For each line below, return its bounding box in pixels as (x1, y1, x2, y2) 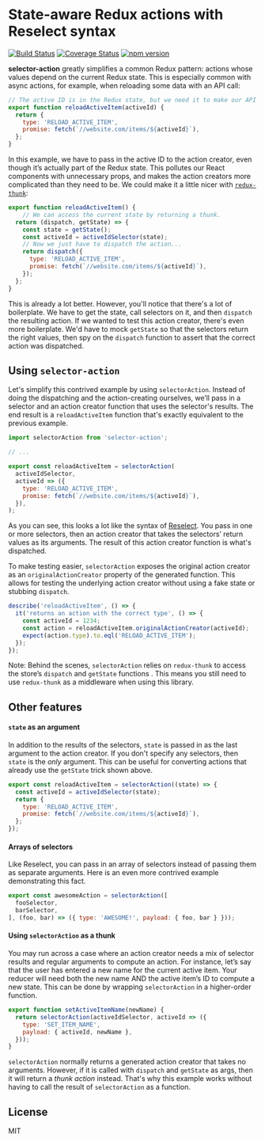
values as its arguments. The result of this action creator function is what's (8, 538, 252, 547)
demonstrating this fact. (8, 877, 86, 886)
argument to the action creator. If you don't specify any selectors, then (8, 748, 239, 758)
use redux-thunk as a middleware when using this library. (8, 677, 194, 687)
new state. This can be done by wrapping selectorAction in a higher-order (8, 982, 252, 992)
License (8, 1105, 48, 1118)
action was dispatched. (8, 341, 85, 350)
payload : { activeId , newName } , (22, 1028, 133, 1036)
